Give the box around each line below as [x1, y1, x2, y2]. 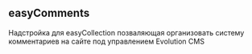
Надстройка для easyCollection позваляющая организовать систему [8, 27, 245, 37]
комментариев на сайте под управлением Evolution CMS [8, 36, 205, 46]
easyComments [8, 6, 90, 20]
